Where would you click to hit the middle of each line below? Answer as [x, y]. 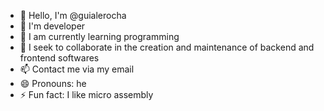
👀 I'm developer [52, 26]
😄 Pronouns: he [53, 83]
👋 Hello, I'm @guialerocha [73, 15]
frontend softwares [59, 58]
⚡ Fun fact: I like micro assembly [86, 94]
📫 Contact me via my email [77, 69]
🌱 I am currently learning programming [99, 36]
